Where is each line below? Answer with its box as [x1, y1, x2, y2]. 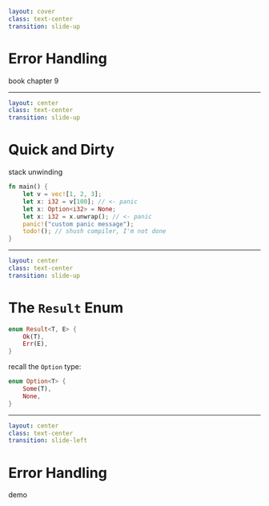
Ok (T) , [22, 332, 45, 340]
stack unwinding [8, 167, 63, 177]
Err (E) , [22, 340, 48, 348]
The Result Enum [8, 299, 124, 316]
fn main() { [8, 183, 48, 191]
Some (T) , [22, 385, 52, 393]
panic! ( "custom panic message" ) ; [22, 220, 134, 228]
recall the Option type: [8, 362, 82, 371]
